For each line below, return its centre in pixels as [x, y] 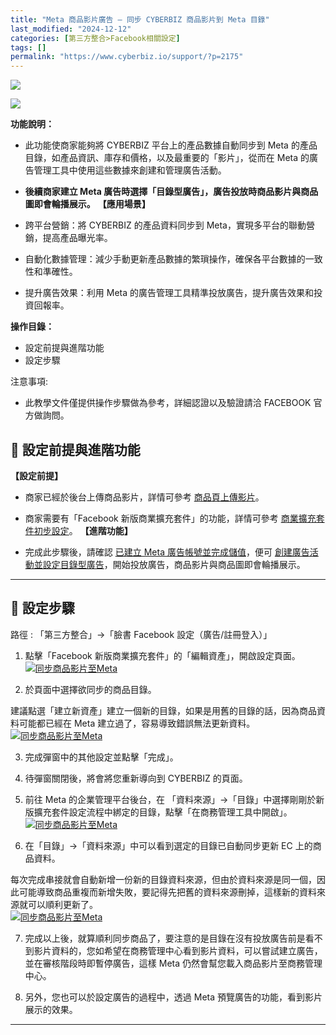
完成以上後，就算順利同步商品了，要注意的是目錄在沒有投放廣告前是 [165, 938]
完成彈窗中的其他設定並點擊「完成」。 [101, 757]
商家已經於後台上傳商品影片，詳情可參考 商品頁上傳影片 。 [144, 497]
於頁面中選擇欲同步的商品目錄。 [90, 689]
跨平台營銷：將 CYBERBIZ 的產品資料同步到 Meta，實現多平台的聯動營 [169, 225]
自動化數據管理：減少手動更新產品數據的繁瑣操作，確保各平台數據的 [165, 259]
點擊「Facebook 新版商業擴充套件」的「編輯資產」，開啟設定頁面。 [162, 655]
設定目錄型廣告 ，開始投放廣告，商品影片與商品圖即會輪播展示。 [174, 564]
